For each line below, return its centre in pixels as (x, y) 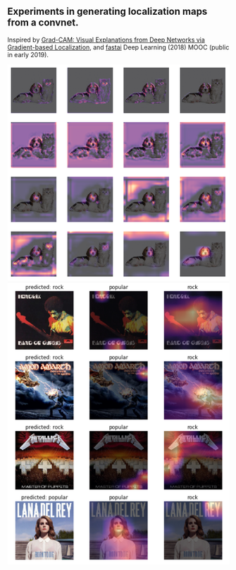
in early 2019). (28, 54)
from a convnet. (43, 23)
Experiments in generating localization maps (107, 12)
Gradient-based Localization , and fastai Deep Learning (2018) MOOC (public (118, 47)
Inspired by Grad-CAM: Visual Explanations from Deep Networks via (106, 40)
